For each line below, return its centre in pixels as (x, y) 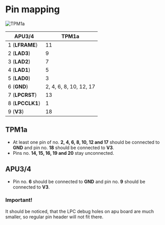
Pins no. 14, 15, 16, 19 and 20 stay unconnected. (63, 153)
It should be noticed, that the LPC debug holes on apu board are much (80, 211)
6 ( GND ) (18, 87)
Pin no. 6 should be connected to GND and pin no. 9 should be (79, 181)
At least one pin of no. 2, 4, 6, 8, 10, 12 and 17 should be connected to (86, 142)
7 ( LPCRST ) (22, 95)
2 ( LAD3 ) (19, 53)
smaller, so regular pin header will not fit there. (54, 217)
